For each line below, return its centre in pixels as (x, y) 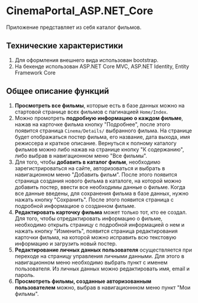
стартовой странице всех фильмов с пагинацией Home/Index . (91, 112)
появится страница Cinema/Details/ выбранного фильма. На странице (103, 131)
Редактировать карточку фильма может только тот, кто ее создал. (101, 212)
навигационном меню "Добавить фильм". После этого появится (96, 174)
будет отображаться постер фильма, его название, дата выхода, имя (102, 136)
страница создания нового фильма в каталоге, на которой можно (98, 181)
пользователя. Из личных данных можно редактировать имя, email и (102, 268)
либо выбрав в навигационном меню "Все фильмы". (81, 155)
